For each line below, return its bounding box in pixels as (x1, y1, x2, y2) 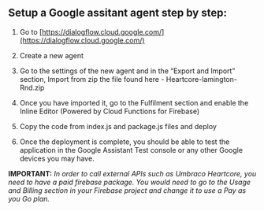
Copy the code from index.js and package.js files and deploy (19, 121, 217, 131)
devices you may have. (19, 154, 95, 163)
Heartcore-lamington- (165, 74, 238, 83)
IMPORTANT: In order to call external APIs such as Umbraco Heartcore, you (8, 168, 257, 178)
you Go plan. (8, 194, 50, 203)
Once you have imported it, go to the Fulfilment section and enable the (19, 98, 249, 107)
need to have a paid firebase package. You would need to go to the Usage (8, 177, 251, 187)
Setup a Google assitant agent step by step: (8, 6, 227, 20)
